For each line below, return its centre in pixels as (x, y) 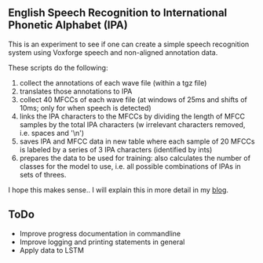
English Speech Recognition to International (118, 13)
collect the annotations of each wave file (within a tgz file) (113, 82)
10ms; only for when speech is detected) (85, 108)
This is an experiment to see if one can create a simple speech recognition (129, 44)
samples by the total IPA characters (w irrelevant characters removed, (132, 124)
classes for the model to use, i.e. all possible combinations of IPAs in (130, 166)
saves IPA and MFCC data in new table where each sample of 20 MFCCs (137, 141)
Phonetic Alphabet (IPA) (68, 26)
